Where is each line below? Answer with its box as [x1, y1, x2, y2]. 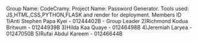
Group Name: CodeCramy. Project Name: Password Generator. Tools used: [6, 5, 189, 12]
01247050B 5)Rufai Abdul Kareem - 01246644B [6, 30, 123, 37]
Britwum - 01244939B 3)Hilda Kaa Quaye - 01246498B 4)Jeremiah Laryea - [6, 24, 192, 31]
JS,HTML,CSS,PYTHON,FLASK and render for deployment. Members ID [6, 11, 182, 18]
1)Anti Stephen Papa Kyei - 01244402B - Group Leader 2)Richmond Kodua [6, 18, 189, 24]
